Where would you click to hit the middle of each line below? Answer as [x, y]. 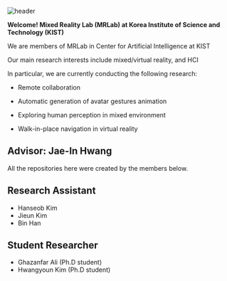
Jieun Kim [32, 215]
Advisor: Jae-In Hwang [60, 151]
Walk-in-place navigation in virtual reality [78, 129]
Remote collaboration [49, 88]
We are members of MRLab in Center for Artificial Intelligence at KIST [109, 46]
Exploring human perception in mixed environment [91, 115]
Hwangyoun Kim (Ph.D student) [64, 270]
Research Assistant [52, 191]
